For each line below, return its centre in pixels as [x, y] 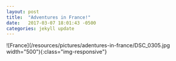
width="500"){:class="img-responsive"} [57, 52]
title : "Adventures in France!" [49, 17]
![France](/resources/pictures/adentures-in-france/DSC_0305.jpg [88, 45]
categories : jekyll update [40, 28]
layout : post [23, 12]
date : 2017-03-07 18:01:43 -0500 [51, 23]
